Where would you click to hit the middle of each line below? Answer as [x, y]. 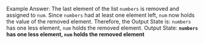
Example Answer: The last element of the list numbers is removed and [93, 9]
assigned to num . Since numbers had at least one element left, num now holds [100, 15]
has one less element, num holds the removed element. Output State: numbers [102, 28]
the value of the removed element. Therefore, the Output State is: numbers [99, 21]
